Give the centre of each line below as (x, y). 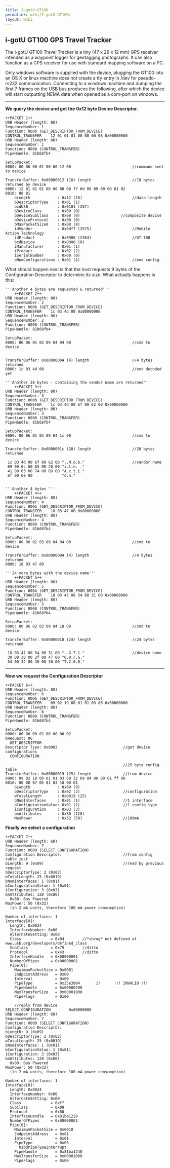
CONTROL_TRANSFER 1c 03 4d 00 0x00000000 (53, 312)
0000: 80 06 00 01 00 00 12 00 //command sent (85, 167)
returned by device (26, 185)
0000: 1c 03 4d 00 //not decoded (83, 369)
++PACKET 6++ (19, 685)
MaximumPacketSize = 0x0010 (44, 1130)
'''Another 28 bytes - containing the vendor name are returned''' (78, 383)
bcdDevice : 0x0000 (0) (50, 242)
